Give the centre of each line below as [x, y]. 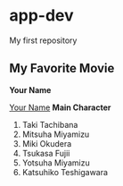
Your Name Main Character [60, 107]
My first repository [43, 40]
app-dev [41, 16]
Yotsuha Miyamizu [56, 163]
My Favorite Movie [62, 68]
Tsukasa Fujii [46, 153]
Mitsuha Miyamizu [56, 134]
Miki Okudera [47, 143]
